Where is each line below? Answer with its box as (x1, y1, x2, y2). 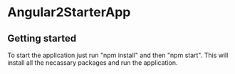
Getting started (7, 32, 77, 44)
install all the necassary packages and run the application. (7, 58, 178, 67)
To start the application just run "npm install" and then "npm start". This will (7, 51, 229, 59)
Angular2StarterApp (7, 4, 131, 20)
